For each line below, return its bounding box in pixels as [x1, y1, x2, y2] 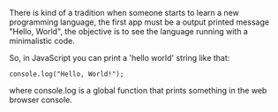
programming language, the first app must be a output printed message [9, 17, 270, 27]
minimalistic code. [9, 35, 75, 46]
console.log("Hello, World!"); [9, 70, 124, 78]
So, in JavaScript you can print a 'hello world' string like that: [9, 53, 230, 63]
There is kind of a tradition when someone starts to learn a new [9, 8, 240, 18]
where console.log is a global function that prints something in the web [9, 86, 267, 95]
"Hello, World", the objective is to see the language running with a [9, 26, 249, 36]
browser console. [9, 94, 73, 105]
